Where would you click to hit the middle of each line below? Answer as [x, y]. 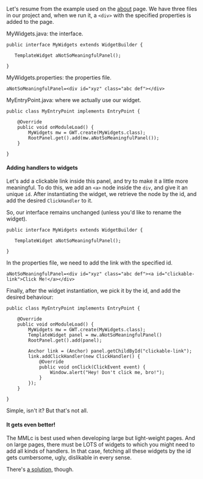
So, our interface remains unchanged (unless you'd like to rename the [94, 213]
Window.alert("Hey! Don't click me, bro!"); [107, 373]
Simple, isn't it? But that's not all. [47, 411]
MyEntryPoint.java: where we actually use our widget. [74, 100]
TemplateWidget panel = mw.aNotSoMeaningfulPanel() [95, 335]
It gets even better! [31, 425]
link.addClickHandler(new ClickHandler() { [84, 357]
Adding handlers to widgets [42, 167]
